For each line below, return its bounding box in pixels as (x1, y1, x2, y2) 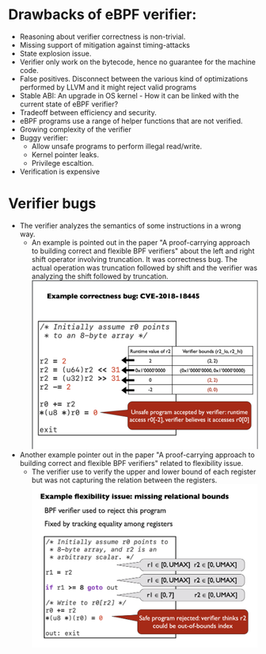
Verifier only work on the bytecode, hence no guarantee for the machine (19, 57, 256, 67)
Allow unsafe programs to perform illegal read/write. (31, 141, 203, 151)
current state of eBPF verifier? (19, 99, 119, 109)
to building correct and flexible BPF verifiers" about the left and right (31, 246, 255, 256)
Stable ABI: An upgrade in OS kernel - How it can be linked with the (19, 90, 239, 100)
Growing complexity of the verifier (19, 125, 132, 134)
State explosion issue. (19, 48, 92, 58)
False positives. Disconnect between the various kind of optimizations (19, 74, 249, 83)
